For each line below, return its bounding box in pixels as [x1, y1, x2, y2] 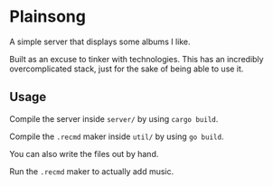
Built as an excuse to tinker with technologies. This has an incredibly [9, 53, 264, 64]
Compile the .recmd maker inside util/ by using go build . [9, 131, 224, 142]
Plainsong [9, 6, 86, 27]
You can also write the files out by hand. [9, 148, 159, 159]
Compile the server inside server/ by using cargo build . [9, 113, 219, 124]
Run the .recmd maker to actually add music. [9, 165, 174, 177]
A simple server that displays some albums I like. [9, 36, 191, 47]
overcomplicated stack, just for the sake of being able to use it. [9, 63, 244, 74]
